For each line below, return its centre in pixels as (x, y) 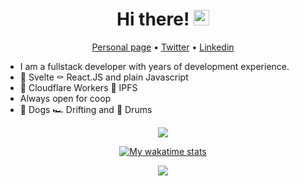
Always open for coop (65, 98)
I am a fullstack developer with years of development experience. (154, 66)
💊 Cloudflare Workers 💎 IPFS (78, 87)
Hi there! (153, 19)
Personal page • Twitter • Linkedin (163, 47)
